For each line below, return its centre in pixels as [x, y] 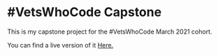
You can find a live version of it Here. [60, 45]
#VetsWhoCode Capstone [85, 12]
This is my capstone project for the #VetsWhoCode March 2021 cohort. [110, 31]
